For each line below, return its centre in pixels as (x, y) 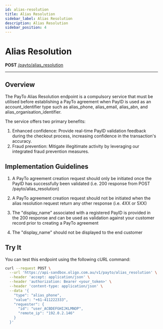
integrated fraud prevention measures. (50, 151)
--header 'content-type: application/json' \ (56, 286)
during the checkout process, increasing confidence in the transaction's (84, 136)
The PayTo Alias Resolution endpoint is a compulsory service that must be (79, 96)
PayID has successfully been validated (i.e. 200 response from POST (81, 183)
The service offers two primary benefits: (45, 121)
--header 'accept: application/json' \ (50, 277)
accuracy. (22, 141)
